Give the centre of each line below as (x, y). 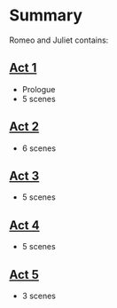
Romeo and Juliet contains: (59, 40)
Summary (46, 16)
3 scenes (39, 296)
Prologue (39, 89)
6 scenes (39, 148)
